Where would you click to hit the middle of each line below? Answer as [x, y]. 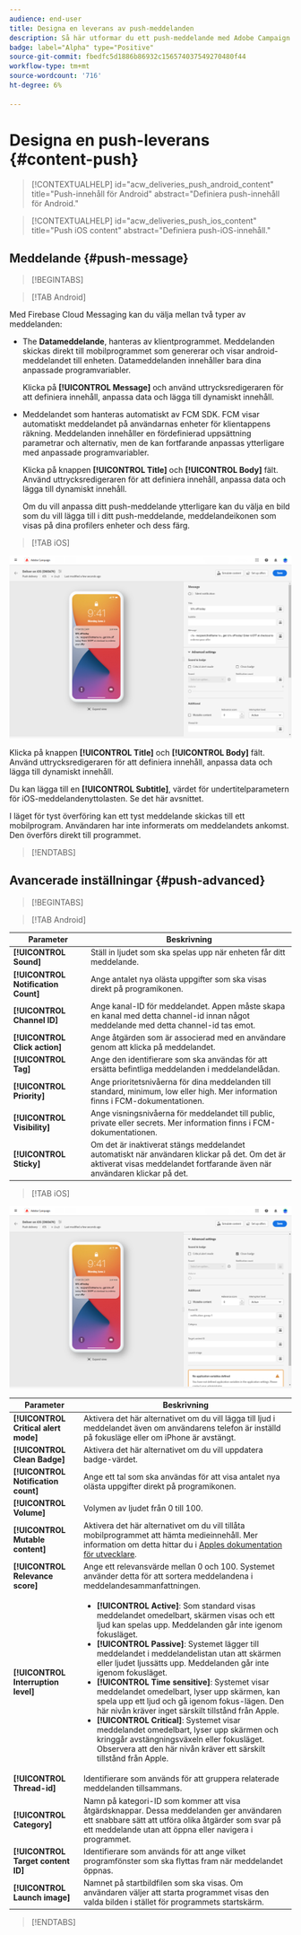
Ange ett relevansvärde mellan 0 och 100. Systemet [179, 1566]
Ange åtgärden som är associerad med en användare [189, 1038]
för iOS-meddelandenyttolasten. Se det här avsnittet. [107, 798]
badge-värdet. [111, 1459]
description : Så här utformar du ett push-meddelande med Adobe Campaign [150, 38]
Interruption [36, 1682]
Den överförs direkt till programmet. [75, 835]
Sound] [27, 962]
